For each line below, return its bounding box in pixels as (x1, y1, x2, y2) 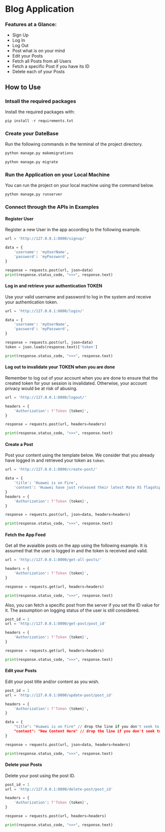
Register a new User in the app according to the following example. (5, 227, 141, 233)
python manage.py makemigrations (5, 151, 74, 156)
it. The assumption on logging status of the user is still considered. (5, 607, 140, 613)
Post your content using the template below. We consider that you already (5, 452, 155, 458)
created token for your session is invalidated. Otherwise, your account (5, 380, 147, 386)
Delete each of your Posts (12, 69, 65, 75)
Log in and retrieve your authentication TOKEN (5, 283, 102, 289)
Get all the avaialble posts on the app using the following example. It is (5, 542, 147, 549)
